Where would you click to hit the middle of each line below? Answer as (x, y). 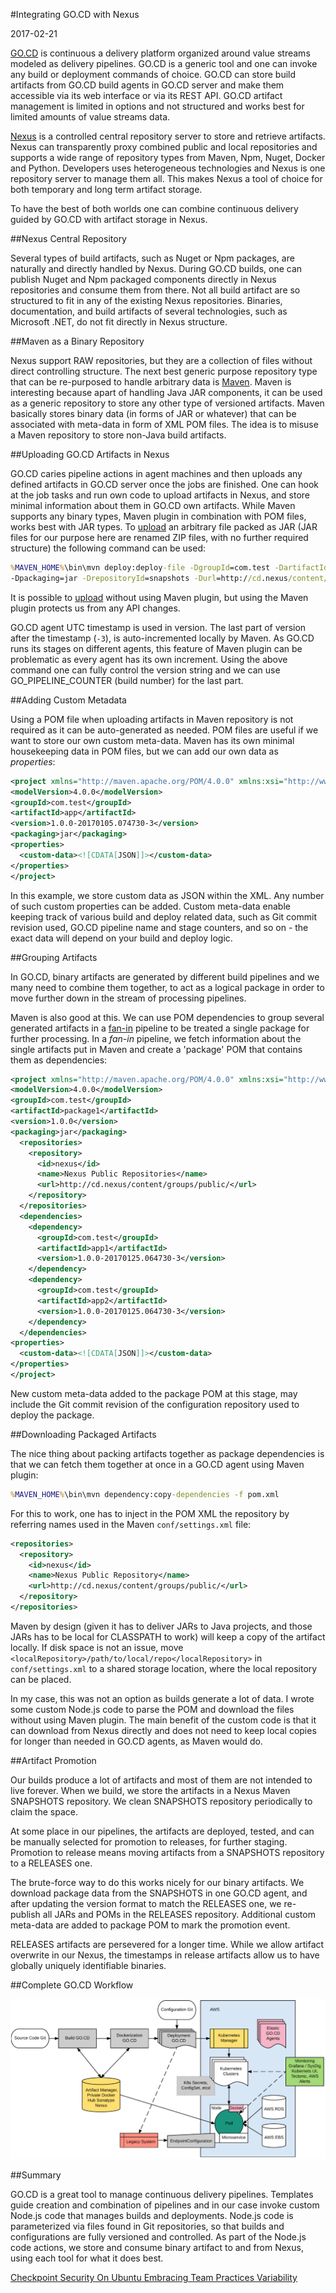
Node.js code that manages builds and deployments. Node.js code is (152, 2215)
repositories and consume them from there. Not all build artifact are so (155, 290)
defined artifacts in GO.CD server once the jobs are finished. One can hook (165, 484)
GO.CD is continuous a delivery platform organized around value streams (160, 53)
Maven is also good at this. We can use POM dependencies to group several (167, 1017)
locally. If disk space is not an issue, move (97, 1647)
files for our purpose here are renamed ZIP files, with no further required (159, 537)
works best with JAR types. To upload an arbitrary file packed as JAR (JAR (164, 527)
